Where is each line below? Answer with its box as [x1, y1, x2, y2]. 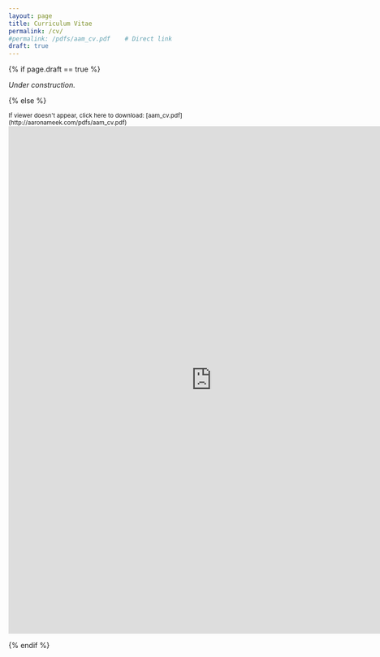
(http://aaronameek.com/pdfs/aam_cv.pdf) [8, 119, 127, 127]
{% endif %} [8, 641, 50, 651]
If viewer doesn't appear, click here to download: [8, 111, 145, 120]
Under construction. [8, 80, 76, 90]
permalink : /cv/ [8, 27, 63, 35]
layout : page [8, 11, 53, 20]
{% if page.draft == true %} [8, 64, 101, 74]
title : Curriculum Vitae [8, 19, 93, 28]
